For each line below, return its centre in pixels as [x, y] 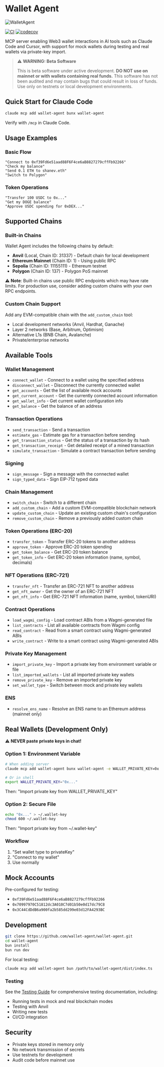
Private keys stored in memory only [48, 1044]
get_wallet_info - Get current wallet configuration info [68, 401]
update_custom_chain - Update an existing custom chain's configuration [84, 513]
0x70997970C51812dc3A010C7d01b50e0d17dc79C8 [58, 905]
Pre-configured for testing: [32, 889]
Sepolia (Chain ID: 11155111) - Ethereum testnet [59, 266]
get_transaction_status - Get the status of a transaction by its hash [81, 440]
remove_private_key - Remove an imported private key [67, 680]
